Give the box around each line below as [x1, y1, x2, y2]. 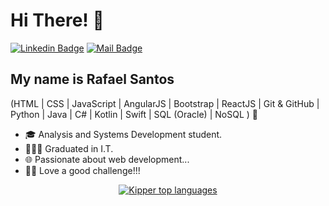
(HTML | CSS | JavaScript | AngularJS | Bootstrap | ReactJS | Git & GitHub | [10, 97, 320, 109]
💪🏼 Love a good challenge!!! [24, 164, 141, 176]
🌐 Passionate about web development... [24, 153, 190, 165]
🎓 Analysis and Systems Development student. [24, 128, 223, 140]
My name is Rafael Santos [10, 71, 175, 88]
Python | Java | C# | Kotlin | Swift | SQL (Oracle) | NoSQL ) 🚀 [10, 108, 258, 120]
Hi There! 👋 [10, 9, 105, 32]
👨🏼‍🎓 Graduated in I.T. [24, 142, 114, 154]
